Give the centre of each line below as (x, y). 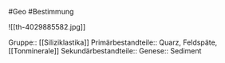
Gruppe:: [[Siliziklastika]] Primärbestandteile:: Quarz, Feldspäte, (113, 42)
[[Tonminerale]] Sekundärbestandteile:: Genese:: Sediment (105, 51)
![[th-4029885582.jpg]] (47, 27)
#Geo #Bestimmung (41, 12)
